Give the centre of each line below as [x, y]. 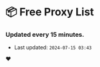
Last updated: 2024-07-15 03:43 [53, 47]
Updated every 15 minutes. [45, 35]
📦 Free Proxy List [50, 12]
